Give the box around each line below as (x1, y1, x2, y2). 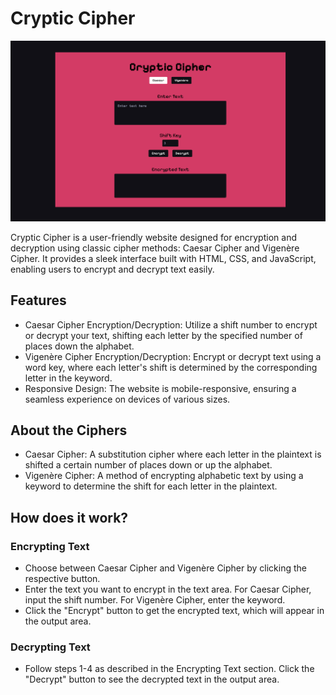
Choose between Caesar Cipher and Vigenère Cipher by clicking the (24, 562, 308, 574)
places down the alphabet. (24, 340, 135, 352)
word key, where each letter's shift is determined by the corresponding (24, 361, 318, 373)
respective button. (24, 573, 101, 585)
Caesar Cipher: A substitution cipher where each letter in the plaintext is (24, 448, 322, 461)
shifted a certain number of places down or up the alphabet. (24, 459, 273, 471)
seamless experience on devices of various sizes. (24, 393, 231, 405)
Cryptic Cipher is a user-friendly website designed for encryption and (10, 231, 297, 243)
